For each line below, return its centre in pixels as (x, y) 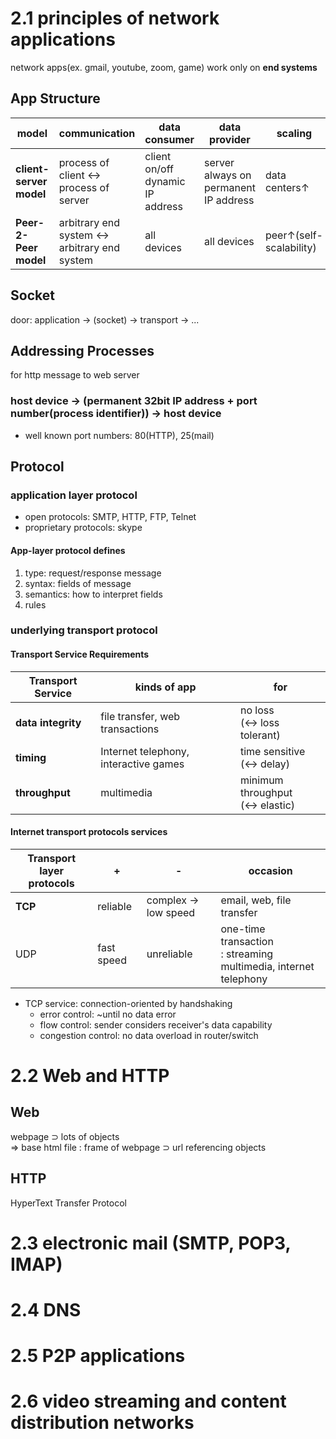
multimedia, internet (267, 966)
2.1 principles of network (115, 18)
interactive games (142, 764)
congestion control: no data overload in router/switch (149, 1035)
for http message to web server (75, 375)
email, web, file (256, 900)
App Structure (55, 98)
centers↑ (287, 187)
